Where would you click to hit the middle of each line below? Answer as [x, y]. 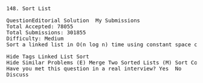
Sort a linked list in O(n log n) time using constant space [99, 45]
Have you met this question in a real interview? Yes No [94, 69]
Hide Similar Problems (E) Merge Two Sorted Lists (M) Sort [97, 63]
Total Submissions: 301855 [46, 32]
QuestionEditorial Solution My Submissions [73, 20]
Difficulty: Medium [35, 38]
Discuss [18, 75]
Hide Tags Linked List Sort [48, 57]
